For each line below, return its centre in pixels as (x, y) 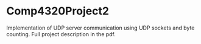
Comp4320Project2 (58, 11)
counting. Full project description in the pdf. (61, 34)
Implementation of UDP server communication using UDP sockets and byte (100, 28)
